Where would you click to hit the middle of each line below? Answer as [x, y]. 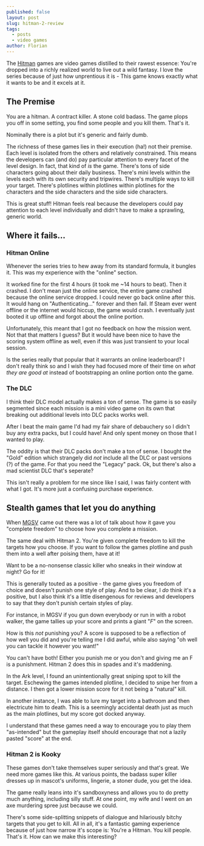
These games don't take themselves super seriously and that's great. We [98, 767]
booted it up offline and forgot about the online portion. [75, 316]
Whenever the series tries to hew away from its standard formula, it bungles [101, 266]
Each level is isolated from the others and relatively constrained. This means [102, 153]
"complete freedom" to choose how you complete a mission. [82, 529]
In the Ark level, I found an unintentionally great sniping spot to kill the [93, 676]
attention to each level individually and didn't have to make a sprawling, [96, 210]
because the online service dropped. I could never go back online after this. [101, 297]
